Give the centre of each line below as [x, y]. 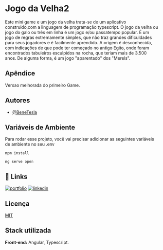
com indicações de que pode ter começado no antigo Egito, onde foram [77, 48]
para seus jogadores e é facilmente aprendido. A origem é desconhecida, [79, 42]
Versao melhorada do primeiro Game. [43, 85]
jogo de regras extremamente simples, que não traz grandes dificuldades [79, 37]
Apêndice [20, 73]
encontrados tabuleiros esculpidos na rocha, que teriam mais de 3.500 [76, 53]
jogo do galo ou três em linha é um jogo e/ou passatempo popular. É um [77, 32]
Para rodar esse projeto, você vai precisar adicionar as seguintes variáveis [80, 139]
